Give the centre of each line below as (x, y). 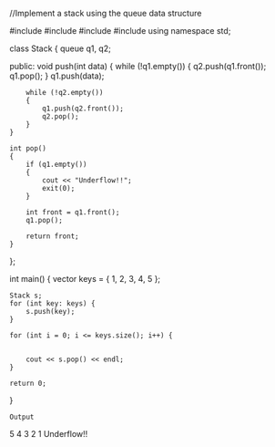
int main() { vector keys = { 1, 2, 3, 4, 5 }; (85, 279)
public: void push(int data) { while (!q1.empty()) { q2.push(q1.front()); (138, 66)
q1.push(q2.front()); (83, 109)
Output (22, 417)
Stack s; (26, 296)
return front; (52, 236)
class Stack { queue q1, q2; (60, 48)
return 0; (28, 383)
